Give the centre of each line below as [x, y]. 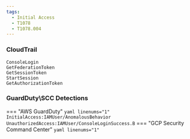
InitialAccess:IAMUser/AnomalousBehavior [59, 117]
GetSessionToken [26, 73]
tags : [13, 12]
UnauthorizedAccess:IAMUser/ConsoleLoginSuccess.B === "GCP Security [95, 123]
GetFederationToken [31, 67]
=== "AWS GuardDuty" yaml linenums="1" [58, 111]
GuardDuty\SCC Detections [47, 98]
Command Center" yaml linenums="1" [53, 129]
